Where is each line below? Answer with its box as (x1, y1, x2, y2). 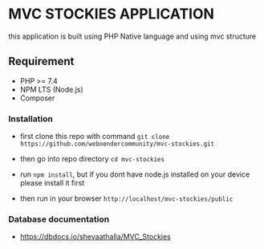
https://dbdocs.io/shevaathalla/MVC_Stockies (19, 232, 171, 242)
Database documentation (8, 214, 110, 225)
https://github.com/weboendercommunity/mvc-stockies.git (19, 140, 215, 149)
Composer (19, 93, 55, 103)
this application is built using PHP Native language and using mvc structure (8, 31, 257, 41)
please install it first (19, 178, 85, 188)
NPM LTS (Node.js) (19, 84, 84, 94)
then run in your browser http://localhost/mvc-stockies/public (19, 194, 234, 203)
